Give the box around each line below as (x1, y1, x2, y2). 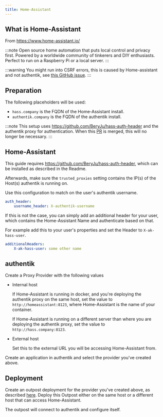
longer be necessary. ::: (5, 134, 53, 139)
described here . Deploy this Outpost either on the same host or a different (5, 392, 153, 398)
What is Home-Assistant (5, 25, 81, 34)
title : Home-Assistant (5, 7, 51, 12)
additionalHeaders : (5, 242, 45, 246)
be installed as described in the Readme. (5, 166, 87, 172)
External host (12, 336, 39, 342)
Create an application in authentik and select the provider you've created (5, 355, 151, 361)
